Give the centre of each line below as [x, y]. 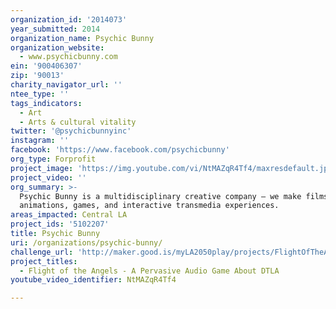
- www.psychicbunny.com [68, 57]
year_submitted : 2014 [55, 29]
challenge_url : [42, 252]
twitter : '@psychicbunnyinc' [71, 131]
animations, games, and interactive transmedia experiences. [149, 206]
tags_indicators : [46, 103]
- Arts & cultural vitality [78, 122]
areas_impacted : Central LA [69, 215]
